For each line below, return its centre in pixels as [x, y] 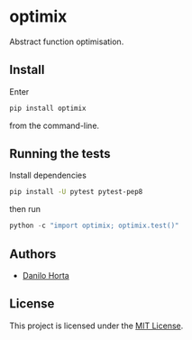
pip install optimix [48, 108]
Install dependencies [48, 175]
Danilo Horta [46, 276]
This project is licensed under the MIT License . [96, 326]
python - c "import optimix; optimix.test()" [94, 226]
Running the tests [60, 154]
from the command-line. [55, 125]
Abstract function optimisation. [67, 41]
